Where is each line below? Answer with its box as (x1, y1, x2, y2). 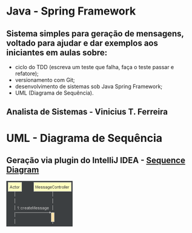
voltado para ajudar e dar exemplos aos (6, 38, 159, 48)
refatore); (15, 70, 39, 77)
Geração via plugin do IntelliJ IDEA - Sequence (6, 155, 186, 165)
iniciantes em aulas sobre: (6, 47, 108, 58)
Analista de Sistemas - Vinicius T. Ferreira (6, 107, 168, 117)
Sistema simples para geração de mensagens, (6, 29, 184, 39)
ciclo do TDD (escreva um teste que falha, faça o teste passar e (15, 64, 174, 70)
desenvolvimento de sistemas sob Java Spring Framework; (15, 83, 163, 90)
